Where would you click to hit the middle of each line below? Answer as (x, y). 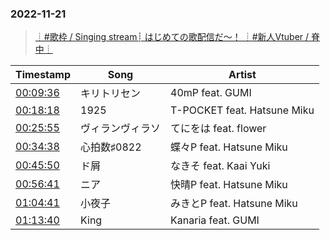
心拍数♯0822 (111, 147)
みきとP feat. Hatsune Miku (234, 204)
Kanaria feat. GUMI (215, 220)
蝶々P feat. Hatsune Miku (229, 147)
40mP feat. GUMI (211, 93)
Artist (242, 75)
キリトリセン (111, 94)
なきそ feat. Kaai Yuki (220, 166)
